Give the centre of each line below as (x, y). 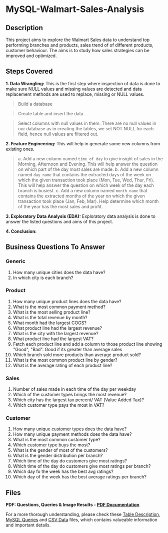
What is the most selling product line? (51, 312)
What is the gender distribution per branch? (58, 456)
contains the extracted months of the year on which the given (81, 196)
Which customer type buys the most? (51, 445)
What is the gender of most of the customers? (60, 450)
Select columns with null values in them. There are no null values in (87, 123)
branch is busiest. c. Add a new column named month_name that (82, 190)
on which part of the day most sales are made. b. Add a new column (88, 169)
